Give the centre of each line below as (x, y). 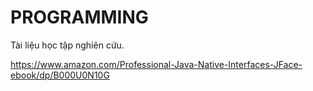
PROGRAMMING (79, 17)
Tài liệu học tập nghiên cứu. (67, 45)
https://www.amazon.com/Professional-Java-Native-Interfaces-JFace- (156, 64)
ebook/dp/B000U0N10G (60, 75)
